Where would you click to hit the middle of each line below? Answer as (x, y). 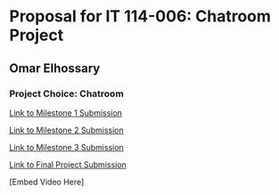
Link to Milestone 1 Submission (66, 112)
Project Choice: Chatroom (67, 93)
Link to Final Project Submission (68, 164)
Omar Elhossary (55, 68)
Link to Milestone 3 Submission (67, 147)
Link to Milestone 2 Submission (66, 130)
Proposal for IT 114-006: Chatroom (140, 16)
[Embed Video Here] (47, 182)
